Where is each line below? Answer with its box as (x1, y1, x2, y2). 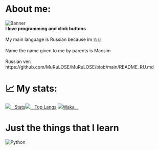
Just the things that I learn (5, 122, 119, 134)
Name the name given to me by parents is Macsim (5, 47, 111, 54)
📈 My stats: (5, 83, 58, 95)
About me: (5, 3, 51, 15)
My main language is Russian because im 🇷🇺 (5, 36, 102, 42)
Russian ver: (5, 58, 32, 65)
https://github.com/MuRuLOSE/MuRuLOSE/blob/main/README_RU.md (5, 63, 154, 70)
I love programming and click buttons (5, 25, 86, 31)
